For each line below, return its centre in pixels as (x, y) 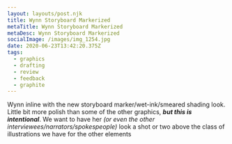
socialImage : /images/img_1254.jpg (59, 40)
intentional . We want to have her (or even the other (81, 120)
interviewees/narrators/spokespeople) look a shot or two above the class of (116, 127)
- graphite (29, 85)
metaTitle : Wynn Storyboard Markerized (65, 26)
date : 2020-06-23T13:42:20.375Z (54, 46)
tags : (15, 53)
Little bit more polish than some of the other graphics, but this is (100, 112)
